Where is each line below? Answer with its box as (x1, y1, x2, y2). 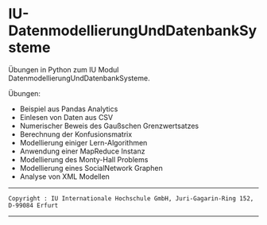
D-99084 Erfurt (8, 201, 59, 209)
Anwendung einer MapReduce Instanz (19, 146, 145, 156)
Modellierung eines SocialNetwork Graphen (19, 163, 163, 173)
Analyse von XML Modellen (19, 172, 110, 181)
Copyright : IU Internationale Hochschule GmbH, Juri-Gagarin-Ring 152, (8, 194, 254, 203)
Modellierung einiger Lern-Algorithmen (19, 138, 148, 147)
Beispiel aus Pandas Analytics (19, 104, 118, 114)
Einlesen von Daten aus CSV (19, 112, 114, 122)
